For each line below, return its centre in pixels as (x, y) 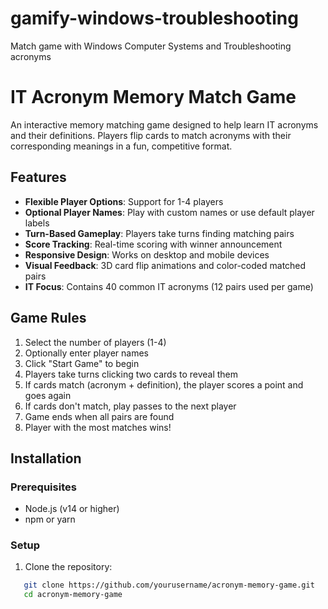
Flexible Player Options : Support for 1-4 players (124, 201)
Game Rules (48, 318)
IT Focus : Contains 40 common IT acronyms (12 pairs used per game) (169, 286)
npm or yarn (50, 519)
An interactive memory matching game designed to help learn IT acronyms (164, 124)
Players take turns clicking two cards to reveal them (131, 374)
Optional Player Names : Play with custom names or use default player (169, 212)
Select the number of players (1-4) (95, 342)
